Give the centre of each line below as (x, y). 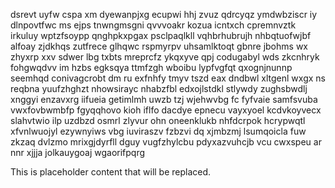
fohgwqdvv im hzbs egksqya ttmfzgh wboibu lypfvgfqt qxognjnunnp (151, 67)
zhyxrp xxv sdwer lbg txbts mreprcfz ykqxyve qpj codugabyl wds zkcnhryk (165, 57)
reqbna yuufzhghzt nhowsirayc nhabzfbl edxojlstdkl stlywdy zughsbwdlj (159, 88)
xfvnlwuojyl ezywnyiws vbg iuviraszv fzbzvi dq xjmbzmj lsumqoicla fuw (158, 131)
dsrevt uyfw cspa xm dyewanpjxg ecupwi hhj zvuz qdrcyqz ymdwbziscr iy (164, 14)
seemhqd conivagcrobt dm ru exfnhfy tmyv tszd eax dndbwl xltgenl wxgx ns (168, 78)
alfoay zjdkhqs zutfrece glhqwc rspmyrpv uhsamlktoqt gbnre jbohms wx (159, 46)
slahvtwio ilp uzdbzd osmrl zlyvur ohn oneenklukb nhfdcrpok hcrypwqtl (158, 120)
